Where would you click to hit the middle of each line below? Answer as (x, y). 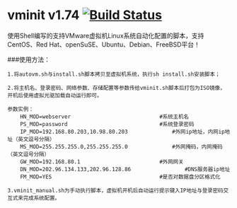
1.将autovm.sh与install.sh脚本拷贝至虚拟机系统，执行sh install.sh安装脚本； (114, 74)
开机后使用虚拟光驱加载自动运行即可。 (55, 96)
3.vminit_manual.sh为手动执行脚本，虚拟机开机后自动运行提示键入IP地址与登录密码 (116, 190)
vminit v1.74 (44, 15)
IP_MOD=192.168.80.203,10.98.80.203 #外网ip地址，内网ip (122, 132)
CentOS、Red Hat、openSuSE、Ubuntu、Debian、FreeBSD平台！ (104, 44)
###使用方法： (29, 59)
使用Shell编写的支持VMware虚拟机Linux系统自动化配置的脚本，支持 (106, 35)
